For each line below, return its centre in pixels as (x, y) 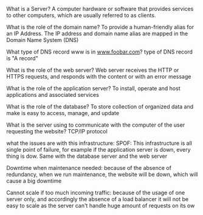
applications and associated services (53, 95)
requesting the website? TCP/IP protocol (57, 131)
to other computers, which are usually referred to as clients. (81, 15)
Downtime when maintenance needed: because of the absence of (89, 168)
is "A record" (22, 58)
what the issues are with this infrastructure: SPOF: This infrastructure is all (99, 143)
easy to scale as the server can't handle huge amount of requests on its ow (101, 206)
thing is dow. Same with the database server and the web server (87, 156)
